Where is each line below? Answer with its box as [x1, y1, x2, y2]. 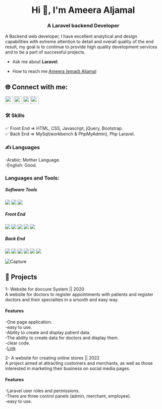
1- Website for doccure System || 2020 [5, 286, 85, 292]
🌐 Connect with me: [5, 83, 68, 91]
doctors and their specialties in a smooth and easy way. [5, 296, 119, 302]
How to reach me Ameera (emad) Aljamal [12, 68, 97, 74]
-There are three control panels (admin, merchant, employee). [5, 393, 131, 399]
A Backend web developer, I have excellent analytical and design [5, 33, 138, 39]
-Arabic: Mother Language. [5, 157, 60, 163]
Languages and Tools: [5, 175, 59, 181]
